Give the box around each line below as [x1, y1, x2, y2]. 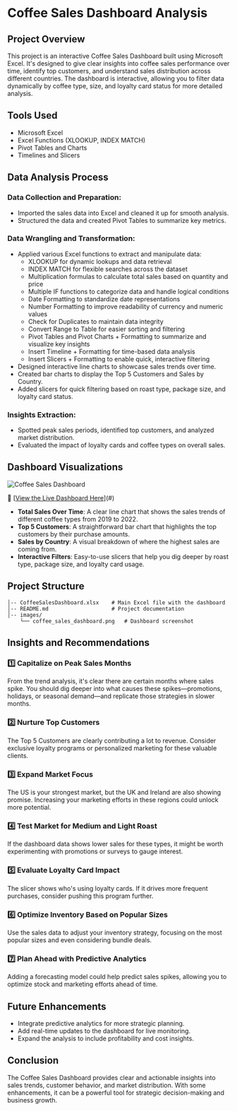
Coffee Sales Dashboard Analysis [7, 5, 208, 21]
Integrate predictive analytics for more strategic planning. [17, 1019, 185, 1028]
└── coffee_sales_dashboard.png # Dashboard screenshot [20, 618, 194, 625]
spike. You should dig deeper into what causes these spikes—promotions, [7, 685, 222, 693]
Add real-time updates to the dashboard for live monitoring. [17, 1027, 191, 1035]
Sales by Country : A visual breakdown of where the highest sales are [17, 537, 220, 546]
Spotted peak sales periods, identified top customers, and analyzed [17, 426, 214, 435]
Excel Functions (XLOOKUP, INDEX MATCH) [17, 136, 146, 144]
